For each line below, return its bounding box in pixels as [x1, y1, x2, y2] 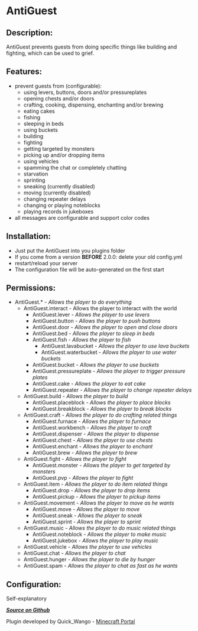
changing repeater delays [23, 195, 86, 202]
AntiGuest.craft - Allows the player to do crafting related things [23, 412, 177, 419]
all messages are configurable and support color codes [14, 214, 150, 221]
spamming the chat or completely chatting [23, 164, 127, 171]
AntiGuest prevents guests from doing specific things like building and [6, 43, 177, 50]
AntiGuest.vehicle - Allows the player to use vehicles [23, 544, 152, 551]
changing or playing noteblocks [23, 201, 100, 209]
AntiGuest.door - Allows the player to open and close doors [32, 324, 178, 331]
